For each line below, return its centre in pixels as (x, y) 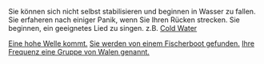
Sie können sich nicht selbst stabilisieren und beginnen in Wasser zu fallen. (132, 11)
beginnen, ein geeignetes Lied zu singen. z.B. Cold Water (103, 28)
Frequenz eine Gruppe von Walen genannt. (79, 52)
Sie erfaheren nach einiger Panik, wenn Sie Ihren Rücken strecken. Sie (124, 20)
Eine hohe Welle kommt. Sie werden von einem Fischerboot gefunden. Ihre (131, 43)
